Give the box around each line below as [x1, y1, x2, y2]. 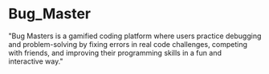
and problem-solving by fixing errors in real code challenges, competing [8, 39, 247, 49]
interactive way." [8, 56, 63, 66]
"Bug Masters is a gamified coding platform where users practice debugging [8, 31, 262, 41]
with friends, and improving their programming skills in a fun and [8, 48, 222, 57]
